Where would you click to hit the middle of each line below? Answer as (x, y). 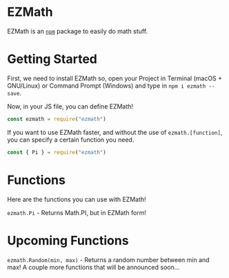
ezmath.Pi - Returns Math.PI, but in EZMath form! (77, 212)
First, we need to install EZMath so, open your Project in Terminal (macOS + (115, 78)
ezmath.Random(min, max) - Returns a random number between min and (108, 259)
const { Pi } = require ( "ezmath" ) (57, 152)
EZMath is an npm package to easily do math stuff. (78, 31)
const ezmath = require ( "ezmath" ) (57, 119)
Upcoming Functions (68, 240)
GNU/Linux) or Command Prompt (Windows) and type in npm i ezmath (107, 85)
